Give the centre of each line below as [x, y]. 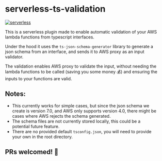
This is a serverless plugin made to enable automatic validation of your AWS [81, 32]
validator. [14, 56]
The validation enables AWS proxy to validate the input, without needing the [81, 66]
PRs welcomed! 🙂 [32, 152]
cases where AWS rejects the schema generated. [61, 116]
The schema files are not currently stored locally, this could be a [76, 121]
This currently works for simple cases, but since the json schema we [81, 106]
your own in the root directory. [42, 137]
